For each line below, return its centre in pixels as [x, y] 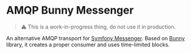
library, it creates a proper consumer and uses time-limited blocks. [88, 45]
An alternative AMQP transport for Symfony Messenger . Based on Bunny [95, 38]
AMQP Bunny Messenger [70, 10]
